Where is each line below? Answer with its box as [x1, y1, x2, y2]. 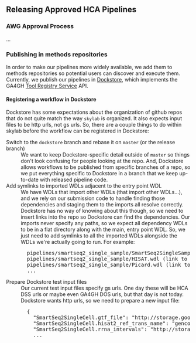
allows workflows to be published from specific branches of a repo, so [20, 164, 191, 171]
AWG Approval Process [6, 22, 74, 30]
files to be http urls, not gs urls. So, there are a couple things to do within [6, 121, 182, 128]
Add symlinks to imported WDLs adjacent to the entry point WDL [6, 182, 162, 189]
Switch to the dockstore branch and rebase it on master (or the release [6, 139, 176, 146]
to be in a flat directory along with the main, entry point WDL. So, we [20, 226, 185, 233]
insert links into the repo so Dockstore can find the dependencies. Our [20, 213, 190, 220]
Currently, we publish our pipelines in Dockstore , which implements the [6, 76, 178, 83]
